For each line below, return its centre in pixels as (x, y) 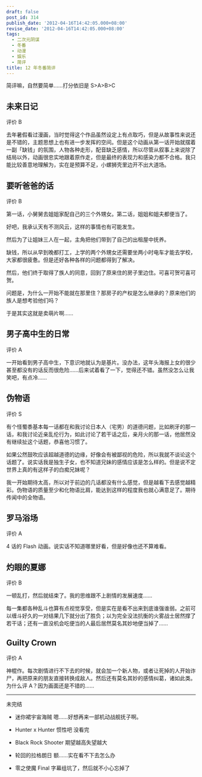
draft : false (23, 12)
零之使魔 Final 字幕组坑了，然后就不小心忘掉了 (72, 768)
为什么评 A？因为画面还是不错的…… (50, 686)
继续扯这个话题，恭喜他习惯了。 (51, 441)
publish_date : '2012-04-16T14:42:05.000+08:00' (67, 23)
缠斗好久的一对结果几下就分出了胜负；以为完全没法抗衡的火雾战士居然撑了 (103, 616)
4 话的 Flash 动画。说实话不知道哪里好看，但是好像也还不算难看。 (88, 546)
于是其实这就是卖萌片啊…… (40, 313)
